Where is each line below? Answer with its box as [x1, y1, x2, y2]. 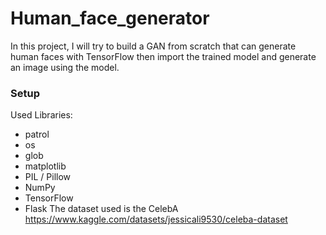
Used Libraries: [10, 109, 73, 121]
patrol [24, 128, 50, 141]
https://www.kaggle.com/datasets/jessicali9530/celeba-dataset [24, 213, 288, 226]
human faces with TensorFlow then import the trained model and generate [10, 50, 317, 62]
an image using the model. [10, 61, 120, 73]
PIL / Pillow [24, 171, 72, 183]
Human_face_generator [10, 7, 210, 30]
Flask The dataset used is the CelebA [24, 203, 179, 215]
